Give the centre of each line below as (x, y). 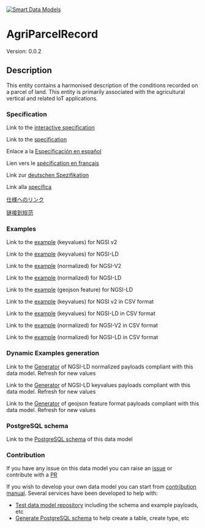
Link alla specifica (29, 187)
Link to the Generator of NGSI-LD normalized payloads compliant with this (100, 366)
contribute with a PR (32, 475)
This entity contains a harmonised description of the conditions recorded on (102, 85)
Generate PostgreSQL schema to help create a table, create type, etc (102, 518)
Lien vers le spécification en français (53, 163)
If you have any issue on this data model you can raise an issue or (89, 469)
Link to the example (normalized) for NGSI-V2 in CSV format (82, 326)
